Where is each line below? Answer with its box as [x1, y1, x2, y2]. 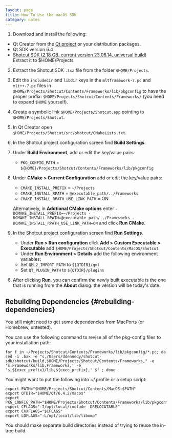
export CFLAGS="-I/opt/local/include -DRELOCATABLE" [5, 404, 120, 410]
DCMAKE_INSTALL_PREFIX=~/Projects [12, 211, 87, 216]
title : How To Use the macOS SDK [5, 12, 77, 17]
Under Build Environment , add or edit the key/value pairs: [12, 150, 135, 156]
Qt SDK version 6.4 [12, 47, 54, 53]
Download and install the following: [12, 31, 87, 37]
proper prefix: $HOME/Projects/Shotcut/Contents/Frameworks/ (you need [12, 93, 164, 100]
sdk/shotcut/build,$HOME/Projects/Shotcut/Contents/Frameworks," [5, 359, 147, 364]
